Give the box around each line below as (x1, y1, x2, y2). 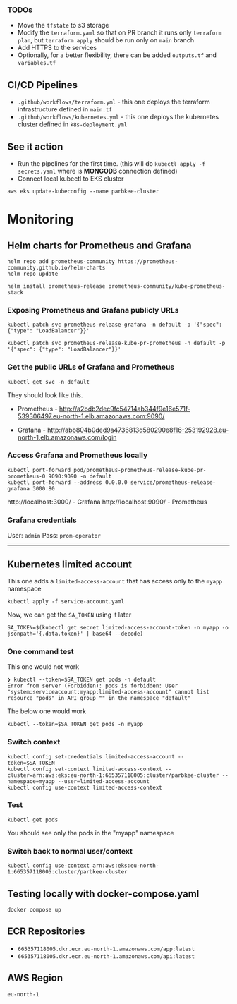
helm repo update (7, 270, 59, 277)
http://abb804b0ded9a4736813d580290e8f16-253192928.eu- (47, 425, 229, 434)
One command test (7, 646, 74, 656)
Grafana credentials (7, 515, 77, 525)
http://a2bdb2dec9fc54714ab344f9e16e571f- (59, 404, 190, 413)
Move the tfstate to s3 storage (17, 21, 109, 30)
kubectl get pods (7, 816, 59, 823)
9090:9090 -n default (48, 473, 112, 480)
